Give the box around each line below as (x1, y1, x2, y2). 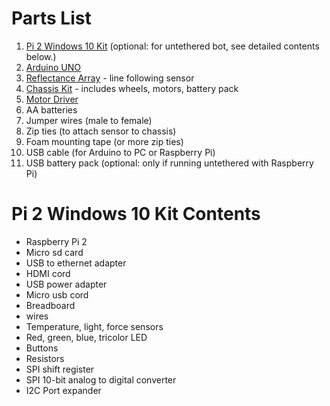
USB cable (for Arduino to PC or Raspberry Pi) (25, 146, 216, 158)
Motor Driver (25, 93, 79, 105)
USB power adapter (25, 278, 108, 290)
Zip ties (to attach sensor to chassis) (25, 125, 177, 137)
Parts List (11, 7, 92, 30)
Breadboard (25, 299, 76, 311)
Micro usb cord (25, 288, 89, 301)
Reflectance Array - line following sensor (25, 72, 195, 84)
